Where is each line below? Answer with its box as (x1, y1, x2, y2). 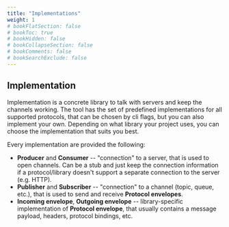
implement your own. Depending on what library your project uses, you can (7, 120, 220, 128)
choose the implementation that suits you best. (7, 127, 139, 135)
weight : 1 (7, 16, 36, 23)
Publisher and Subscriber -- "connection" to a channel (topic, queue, (16, 183, 214, 191)
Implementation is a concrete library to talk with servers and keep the (7, 98, 202, 106)
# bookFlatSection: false (7, 23, 81, 29)
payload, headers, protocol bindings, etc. (16, 211, 133, 219)
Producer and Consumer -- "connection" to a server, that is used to (16, 153, 210, 161)
